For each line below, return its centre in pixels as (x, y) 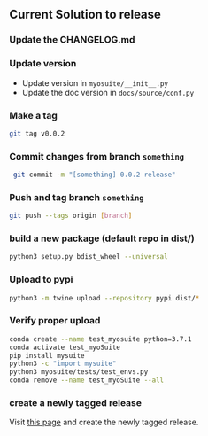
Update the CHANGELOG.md (72, 40)
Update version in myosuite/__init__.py (95, 82)
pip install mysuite (47, 355)
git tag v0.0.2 (37, 133)
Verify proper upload (55, 321)
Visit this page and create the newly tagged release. (104, 422)
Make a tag (33, 115)
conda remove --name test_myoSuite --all (87, 380)
